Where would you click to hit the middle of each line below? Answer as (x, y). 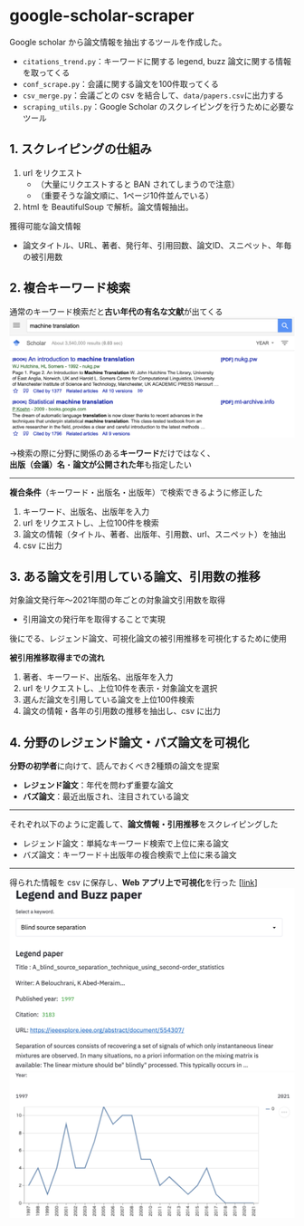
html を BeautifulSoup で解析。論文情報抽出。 (108, 207)
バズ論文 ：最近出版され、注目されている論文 (106, 796)
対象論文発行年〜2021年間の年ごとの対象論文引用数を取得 (118, 600)
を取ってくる (46, 72)
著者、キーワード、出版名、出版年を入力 (98, 677)
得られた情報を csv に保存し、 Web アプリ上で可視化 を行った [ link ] (133, 883)
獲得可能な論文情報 (45, 226)
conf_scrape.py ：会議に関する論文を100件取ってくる (120, 83)
